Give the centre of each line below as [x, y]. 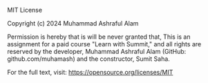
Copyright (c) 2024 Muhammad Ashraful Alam [73, 23]
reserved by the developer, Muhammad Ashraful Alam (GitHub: [97, 52]
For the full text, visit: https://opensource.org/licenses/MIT [90, 72]
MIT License [25, 10]
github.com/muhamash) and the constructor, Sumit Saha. [89, 59]
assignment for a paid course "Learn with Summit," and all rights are [104, 44]
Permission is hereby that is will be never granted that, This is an [99, 37]
